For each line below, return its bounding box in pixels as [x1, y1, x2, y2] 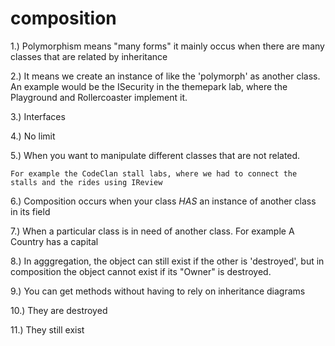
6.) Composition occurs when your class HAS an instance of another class [10, 195, 317, 207]
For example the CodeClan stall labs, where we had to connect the [10, 168, 298, 179]
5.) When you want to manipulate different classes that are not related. [10, 149, 301, 161]
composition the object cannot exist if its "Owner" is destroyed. [10, 265, 272, 277]
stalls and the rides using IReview [10, 177, 163, 187]
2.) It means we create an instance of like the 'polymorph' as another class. [10, 70, 321, 82]
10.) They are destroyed [10, 304, 108, 316]
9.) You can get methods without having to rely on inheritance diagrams [10, 285, 306, 297]
